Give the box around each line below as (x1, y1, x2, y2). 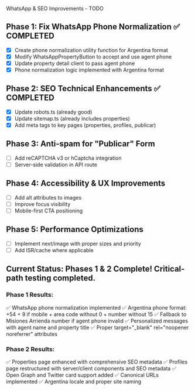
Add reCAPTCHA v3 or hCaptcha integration (14, 155, 122, 162)
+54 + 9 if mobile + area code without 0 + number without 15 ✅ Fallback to (6, 310, 187, 318)
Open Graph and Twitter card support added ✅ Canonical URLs (6, 371, 159, 378)
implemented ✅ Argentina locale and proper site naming (6, 378, 142, 385)
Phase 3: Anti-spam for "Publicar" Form (6, 139, 155, 149)
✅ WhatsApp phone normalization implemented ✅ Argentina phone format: (6, 304, 187, 311)
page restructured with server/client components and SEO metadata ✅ (6, 365, 177, 372)
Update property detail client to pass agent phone (14, 60, 135, 67)
